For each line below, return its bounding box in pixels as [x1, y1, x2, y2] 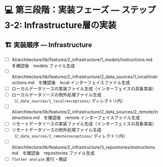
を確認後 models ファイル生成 [11, 63, 75, 69]
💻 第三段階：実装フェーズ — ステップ [4, 4, 156, 16]
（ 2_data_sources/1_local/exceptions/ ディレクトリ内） [11, 98, 126, 104]
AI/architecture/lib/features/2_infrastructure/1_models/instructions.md [11, 57, 153, 63]
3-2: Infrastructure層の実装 [4, 20, 117, 31]
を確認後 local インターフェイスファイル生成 [38, 80, 130, 85]
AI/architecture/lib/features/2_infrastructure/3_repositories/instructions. [11, 144, 157, 150]
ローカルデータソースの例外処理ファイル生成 [11, 92, 102, 98]
